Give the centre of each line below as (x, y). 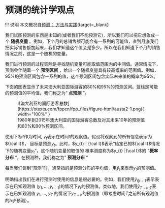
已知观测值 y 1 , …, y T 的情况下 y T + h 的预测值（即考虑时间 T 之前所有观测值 (86, 194)
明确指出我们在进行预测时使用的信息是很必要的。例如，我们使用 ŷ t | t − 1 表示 (80, 180)
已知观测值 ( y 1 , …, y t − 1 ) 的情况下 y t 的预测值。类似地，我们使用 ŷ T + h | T (83, 187)
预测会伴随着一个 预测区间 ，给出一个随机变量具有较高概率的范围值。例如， (82, 70)
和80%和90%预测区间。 (42, 126)
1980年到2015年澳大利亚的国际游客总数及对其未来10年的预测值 (81, 120)
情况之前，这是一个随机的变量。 (37, 53)
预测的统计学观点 (40, 10)
